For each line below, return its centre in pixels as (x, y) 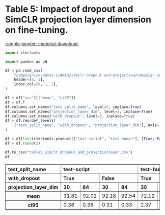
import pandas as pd (26, 62)
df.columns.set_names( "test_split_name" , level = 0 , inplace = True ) (73, 107)
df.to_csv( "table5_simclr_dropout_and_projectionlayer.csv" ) (69, 152)
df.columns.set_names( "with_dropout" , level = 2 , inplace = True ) (70, 116)
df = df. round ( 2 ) (23, 143)
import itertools (23, 53)
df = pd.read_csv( (24, 71)
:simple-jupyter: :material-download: (42, 43)
